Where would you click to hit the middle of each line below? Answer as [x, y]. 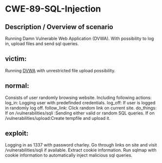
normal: [17, 86]
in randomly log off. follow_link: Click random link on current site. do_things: [81, 108]
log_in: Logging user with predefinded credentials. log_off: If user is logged [80, 102]
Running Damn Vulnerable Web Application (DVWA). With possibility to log [80, 38]
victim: [16, 59]
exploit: [17, 134]
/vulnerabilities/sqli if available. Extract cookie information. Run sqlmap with [81, 150]
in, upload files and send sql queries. [42, 44]
